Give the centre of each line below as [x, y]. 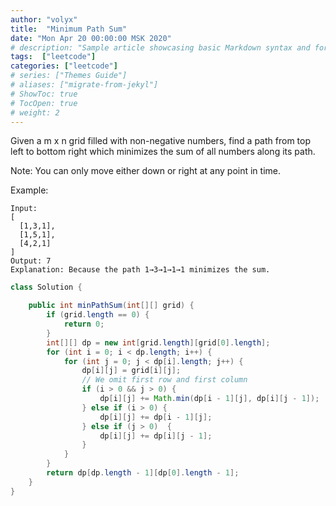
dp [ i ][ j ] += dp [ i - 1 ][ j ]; [156, 417]
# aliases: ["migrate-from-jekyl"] [84, 85]
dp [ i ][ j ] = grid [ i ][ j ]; [131, 371]
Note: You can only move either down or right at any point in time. [146, 171]
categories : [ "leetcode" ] [64, 66]
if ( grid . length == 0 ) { [98, 315]
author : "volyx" [44, 19]
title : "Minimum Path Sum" [69, 29]
